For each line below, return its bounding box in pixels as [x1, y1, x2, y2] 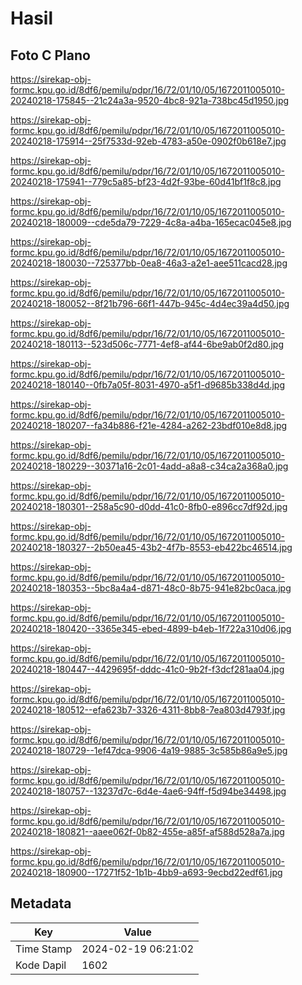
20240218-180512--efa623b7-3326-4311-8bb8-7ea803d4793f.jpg [10, 704, 286, 716]
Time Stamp [15, 942, 73, 956]
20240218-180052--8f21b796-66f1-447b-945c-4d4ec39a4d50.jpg [10, 298, 290, 309]
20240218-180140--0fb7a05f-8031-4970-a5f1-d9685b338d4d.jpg [10, 379, 286, 391]
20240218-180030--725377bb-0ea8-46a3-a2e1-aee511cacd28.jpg [10, 257, 288, 269]
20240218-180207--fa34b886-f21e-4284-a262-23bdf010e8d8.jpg [10, 420, 288, 431]
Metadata [10, 895, 72, 912]
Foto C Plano [10, 47, 91, 64]
